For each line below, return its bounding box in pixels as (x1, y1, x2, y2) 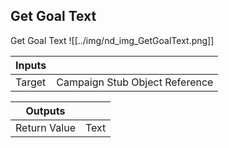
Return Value (15, 120, 76, 134)
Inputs (15, 58, 47, 72)
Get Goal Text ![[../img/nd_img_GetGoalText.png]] (10, 34, 215, 46)
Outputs (25, 104, 66, 118)
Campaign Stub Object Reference (56, 75, 214, 89)
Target (15, 75, 47, 89)
